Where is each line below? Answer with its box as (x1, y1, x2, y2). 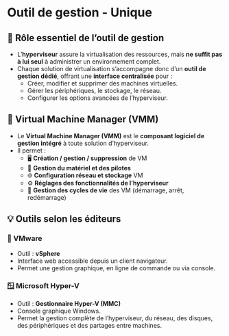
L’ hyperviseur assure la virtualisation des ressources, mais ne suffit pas (16, 50, 223, 58)
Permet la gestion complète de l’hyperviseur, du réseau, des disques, (16, 313, 213, 322)
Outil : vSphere (16, 249, 60, 257)
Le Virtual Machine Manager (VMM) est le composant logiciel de (16, 131, 205, 140)
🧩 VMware (7, 234, 43, 244)
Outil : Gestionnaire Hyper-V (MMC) (16, 299, 121, 307)
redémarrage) (27, 193, 67, 201)
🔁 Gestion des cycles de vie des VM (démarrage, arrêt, (27, 186, 184, 194)
